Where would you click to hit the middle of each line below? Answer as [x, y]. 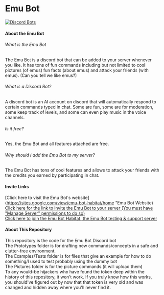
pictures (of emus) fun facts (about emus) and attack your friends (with [77, 70]
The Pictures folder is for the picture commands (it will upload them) [74, 266]
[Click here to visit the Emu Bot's [38, 197]
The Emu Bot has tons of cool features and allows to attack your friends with [82, 170]
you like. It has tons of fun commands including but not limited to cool [75, 65]
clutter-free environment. [30, 251]
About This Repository [29, 230]
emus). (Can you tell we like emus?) [41, 75]
